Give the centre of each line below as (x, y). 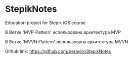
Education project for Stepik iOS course (45, 23)
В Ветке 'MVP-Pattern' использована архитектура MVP (63, 32)
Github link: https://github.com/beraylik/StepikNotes (58, 51)
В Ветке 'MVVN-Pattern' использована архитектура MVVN (67, 42)
